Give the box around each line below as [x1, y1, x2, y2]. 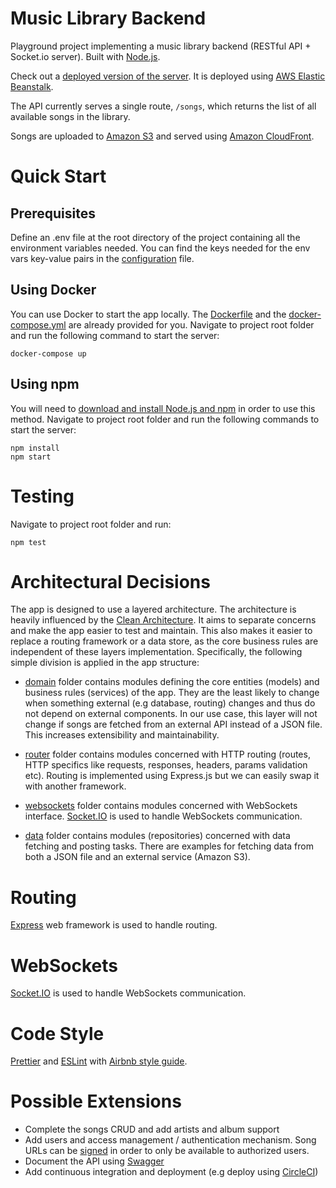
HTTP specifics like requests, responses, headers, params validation [24, 759, 308, 771]
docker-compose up [10, 348, 87, 359]
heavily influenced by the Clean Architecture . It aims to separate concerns [10, 614, 317, 626]
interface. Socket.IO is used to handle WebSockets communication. [24, 810, 303, 822]
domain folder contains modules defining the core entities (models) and [24, 676, 320, 688]
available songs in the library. [10, 110, 131, 122]
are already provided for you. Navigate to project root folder [68, 318, 315, 331]
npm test [10, 537, 47, 547]
